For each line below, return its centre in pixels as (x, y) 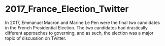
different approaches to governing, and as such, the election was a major (79, 33)
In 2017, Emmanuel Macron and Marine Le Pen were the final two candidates (82, 23)
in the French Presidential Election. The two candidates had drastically (76, 27)
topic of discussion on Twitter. (36, 38)
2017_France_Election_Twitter (67, 9)
